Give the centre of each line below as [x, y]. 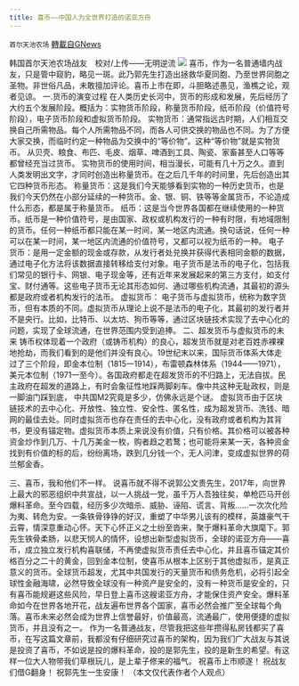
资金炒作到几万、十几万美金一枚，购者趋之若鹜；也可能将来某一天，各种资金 [149, 441]
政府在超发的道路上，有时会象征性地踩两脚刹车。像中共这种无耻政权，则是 [153, 386]
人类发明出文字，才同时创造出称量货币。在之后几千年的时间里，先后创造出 [145, 174]
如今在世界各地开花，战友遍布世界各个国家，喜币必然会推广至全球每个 [145, 605]
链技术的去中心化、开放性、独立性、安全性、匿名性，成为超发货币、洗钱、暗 [149, 408]
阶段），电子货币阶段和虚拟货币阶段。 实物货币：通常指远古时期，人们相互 [145, 118]
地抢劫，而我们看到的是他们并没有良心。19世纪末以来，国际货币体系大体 [142, 352]
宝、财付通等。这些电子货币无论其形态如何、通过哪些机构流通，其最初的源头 [149, 285]
